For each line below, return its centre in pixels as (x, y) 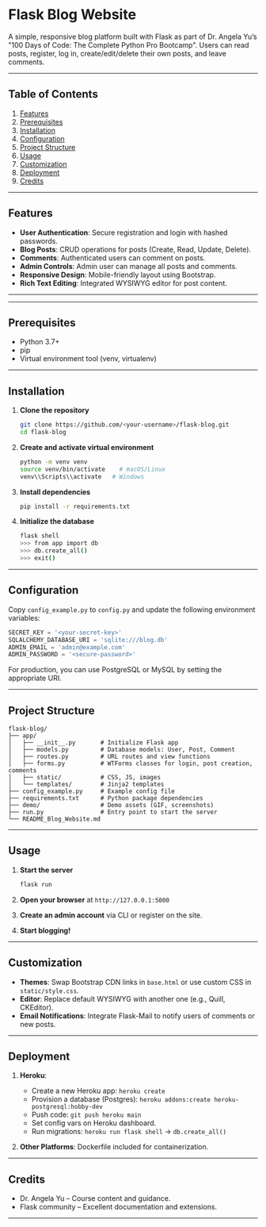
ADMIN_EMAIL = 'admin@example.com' (67, 647)
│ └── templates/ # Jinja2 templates (86, 785)
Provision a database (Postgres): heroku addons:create (121, 1099)
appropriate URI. (35, 678)
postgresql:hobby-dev (67, 1107)
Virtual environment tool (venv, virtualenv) (88, 359)
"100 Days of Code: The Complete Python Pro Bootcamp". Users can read (129, 44)
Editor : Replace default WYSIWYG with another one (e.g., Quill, (122, 998)
